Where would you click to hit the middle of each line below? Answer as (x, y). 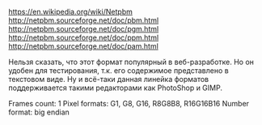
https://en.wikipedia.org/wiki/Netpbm (71, 12)
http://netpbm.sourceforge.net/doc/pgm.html (84, 29)
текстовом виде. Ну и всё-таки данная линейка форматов (109, 79)
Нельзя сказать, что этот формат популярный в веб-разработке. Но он (131, 62)
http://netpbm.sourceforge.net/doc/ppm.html (84, 37)
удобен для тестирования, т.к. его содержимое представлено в (118, 71)
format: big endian (39, 112)
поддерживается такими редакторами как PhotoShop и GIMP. (115, 88)
